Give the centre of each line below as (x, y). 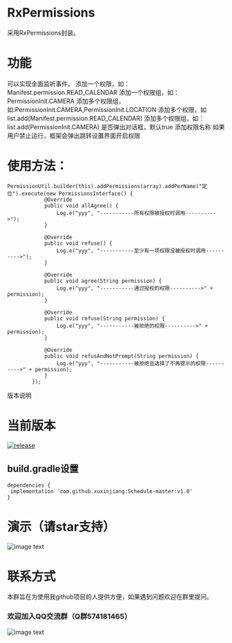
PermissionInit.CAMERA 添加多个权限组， (66, 101)
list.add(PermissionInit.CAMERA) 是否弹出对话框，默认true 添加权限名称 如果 (116, 127)
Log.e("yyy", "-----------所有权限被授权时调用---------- (136, 213)
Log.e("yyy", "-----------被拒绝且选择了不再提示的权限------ (140, 363)
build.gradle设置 (43, 469)
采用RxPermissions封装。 (43, 32)
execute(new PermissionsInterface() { (77, 194)
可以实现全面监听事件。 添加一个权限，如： (68, 84)
